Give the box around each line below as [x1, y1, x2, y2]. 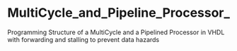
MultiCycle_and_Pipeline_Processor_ [7, 5, 230, 21]
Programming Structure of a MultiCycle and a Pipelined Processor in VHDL [7, 28, 225, 36]
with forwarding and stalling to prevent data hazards [7, 35, 160, 43]
